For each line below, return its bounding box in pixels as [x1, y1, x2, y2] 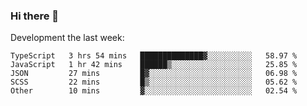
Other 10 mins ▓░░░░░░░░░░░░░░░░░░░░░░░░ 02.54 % [10, 86, 298, 96]
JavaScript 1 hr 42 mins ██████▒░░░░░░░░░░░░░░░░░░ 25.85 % [10, 60, 298, 70]
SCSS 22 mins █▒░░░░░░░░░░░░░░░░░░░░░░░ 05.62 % [10, 77, 298, 88]
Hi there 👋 [10, 9, 60, 23]
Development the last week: [10, 32, 125, 44]
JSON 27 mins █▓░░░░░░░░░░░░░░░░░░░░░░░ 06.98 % [10, 69, 298, 79]
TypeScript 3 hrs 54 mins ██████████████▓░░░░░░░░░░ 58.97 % [10, 51, 298, 61]
